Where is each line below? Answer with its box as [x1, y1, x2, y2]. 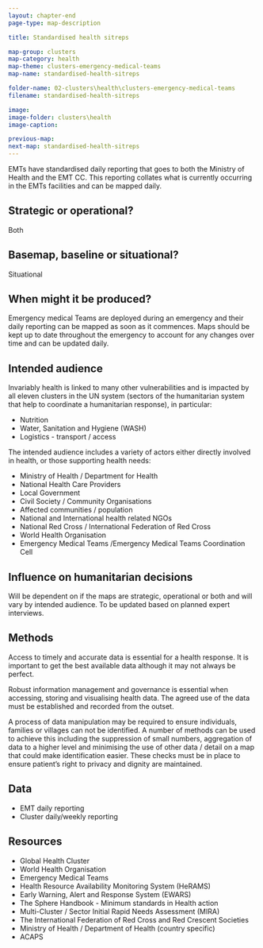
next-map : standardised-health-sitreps [8, 142, 140, 151]
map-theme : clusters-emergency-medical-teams [8, 63, 161, 71]
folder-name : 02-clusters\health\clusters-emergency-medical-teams [8, 84, 236, 92]
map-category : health [8, 55, 80, 64]
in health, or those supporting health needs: [8, 456, 151, 466]
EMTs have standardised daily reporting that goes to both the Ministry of [8, 164, 245, 173]
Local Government [19, 488, 81, 497]
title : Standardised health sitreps [8, 33, 129, 41]
